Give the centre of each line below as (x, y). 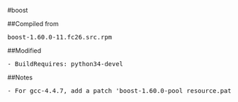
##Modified (24, 51)
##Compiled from (33, 24)
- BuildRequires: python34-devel (66, 64)
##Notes (20, 77)
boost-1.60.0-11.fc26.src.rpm (60, 37)
